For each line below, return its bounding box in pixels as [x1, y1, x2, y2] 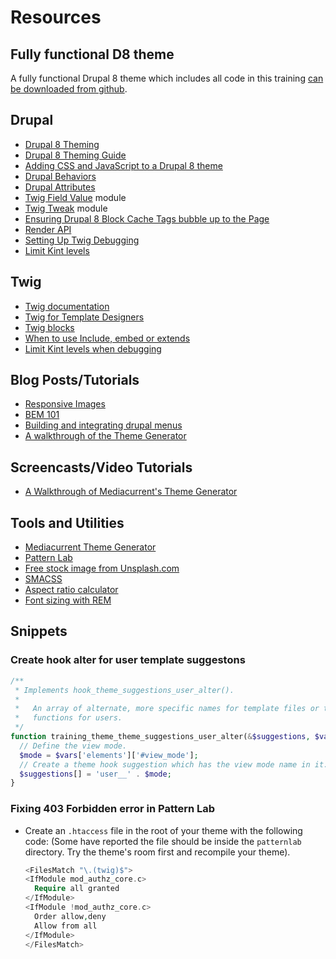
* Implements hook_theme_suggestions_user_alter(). [14, 685, 235, 695]
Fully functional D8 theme [10, 46, 175, 63]
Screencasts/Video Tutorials [10, 459, 193, 476]
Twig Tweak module [24, 202, 108, 214]
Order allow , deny [34, 911, 107, 921]
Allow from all [34, 921, 98, 931]
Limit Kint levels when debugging [24, 342, 162, 355]
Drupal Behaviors [24, 170, 97, 182]
